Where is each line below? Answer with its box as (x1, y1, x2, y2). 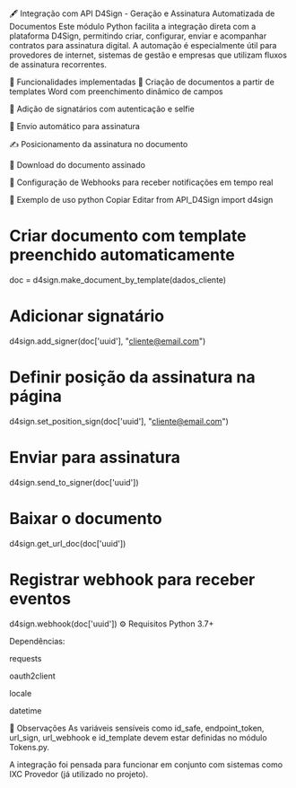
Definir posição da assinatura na (9, 367, 256, 388)
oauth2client (9, 670, 56, 681)
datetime (9, 705, 42, 716)
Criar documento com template (9, 226, 247, 246)
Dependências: (9, 635, 65, 646)
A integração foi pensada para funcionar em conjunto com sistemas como (9, 758, 283, 770)
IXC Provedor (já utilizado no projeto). (9, 768, 149, 779)
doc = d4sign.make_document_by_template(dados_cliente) (9, 274, 227, 285)
